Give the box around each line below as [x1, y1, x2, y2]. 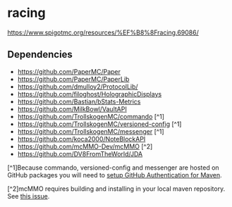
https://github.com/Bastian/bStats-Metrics [17, 97, 141, 106]
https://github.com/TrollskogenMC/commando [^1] [17, 112, 164, 120]
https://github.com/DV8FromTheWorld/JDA [17, 149, 143, 158]
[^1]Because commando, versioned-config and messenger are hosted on [7, 163, 220, 172]
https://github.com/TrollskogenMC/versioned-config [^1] [17, 120, 182, 128]
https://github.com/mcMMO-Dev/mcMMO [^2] [17, 142, 153, 151]
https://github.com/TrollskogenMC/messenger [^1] [17, 127, 164, 135]
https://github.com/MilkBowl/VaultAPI [17, 104, 127, 113]
